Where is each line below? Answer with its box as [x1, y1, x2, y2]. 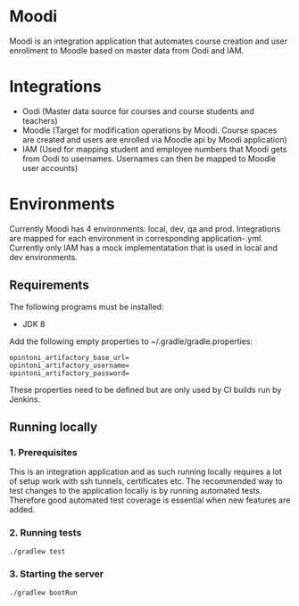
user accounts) [21, 162, 79, 173]
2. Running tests [9, 527, 82, 539]
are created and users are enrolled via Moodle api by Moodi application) [21, 134, 287, 144]
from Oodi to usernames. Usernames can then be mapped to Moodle [21, 153, 277, 164]
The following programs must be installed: [9, 301, 164, 312]
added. [9, 504, 36, 515]
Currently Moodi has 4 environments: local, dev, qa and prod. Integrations [9, 223, 281, 233]
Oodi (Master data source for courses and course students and [21, 105, 254, 117]
